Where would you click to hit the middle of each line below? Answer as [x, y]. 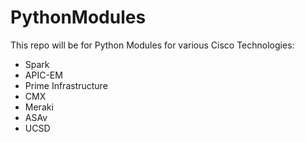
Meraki [39, 107]
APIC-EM [43, 75]
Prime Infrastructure [66, 85]
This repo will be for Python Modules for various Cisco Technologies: [152, 45]
